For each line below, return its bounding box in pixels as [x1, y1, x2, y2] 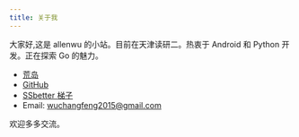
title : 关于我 [9, 13, 58, 22]
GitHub [22, 79, 49, 90]
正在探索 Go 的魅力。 [24, 50, 103, 61]
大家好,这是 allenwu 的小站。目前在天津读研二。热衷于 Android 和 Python [9, 39, 280, 49]
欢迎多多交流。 [9, 118, 65, 129]
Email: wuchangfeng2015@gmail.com [22, 99, 162, 110]
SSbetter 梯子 [22, 90, 74, 100]
